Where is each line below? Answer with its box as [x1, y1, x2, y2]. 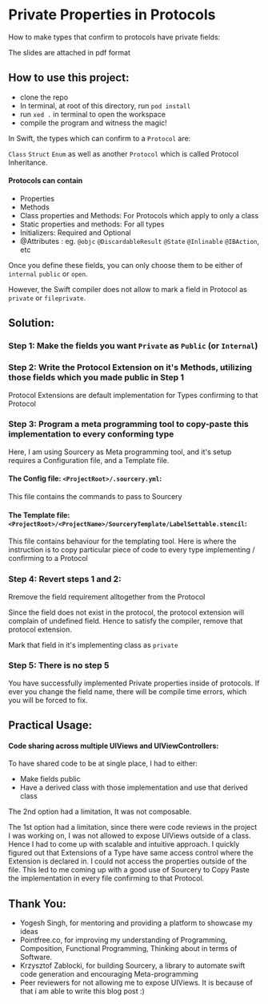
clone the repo [19, 92, 69, 102]
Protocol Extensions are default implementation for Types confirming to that [8, 390, 258, 400]
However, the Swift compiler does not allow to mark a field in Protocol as [8, 284, 248, 294]
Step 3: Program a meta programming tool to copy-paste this [8, 419, 250, 430]
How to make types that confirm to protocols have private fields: [8, 32, 221, 42]
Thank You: [8, 896, 66, 910]
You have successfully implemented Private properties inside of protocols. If [8, 678, 260, 688]
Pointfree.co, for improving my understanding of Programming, [19, 935, 228, 945]
